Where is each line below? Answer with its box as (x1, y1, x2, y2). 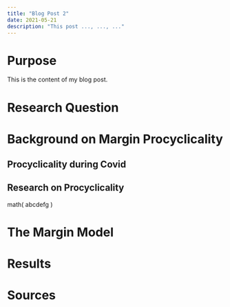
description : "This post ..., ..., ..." (7, 23, 125, 30)
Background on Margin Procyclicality (7, 131, 224, 147)
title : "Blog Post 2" (7, 10, 70, 17)
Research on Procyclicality (7, 182, 125, 194)
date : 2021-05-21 (7, 17, 57, 23)
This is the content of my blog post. (7, 75, 108, 83)
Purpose (7, 52, 57, 68)
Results (7, 256, 52, 272)
